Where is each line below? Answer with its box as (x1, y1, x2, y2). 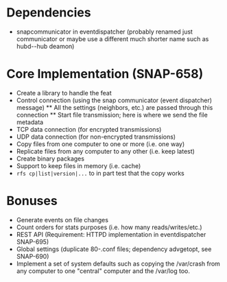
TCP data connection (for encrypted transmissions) (16, 125, 162, 133)
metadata (16, 118, 44, 126)
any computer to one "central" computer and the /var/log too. (16, 266, 190, 275)
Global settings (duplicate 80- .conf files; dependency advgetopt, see (16, 245, 212, 253)
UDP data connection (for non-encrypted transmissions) (16, 132, 176, 141)
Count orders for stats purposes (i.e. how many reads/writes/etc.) (16, 223, 203, 231)
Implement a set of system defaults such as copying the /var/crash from (16, 259, 221, 268)
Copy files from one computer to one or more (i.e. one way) (16, 139, 185, 148)
